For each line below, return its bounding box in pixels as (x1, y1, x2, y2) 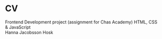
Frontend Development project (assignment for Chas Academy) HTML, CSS (5, 19, 158, 25)
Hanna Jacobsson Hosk (5, 29, 53, 35)
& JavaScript (5, 24, 31, 30)
